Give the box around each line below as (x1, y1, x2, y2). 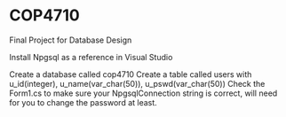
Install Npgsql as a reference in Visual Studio (9, 51, 173, 62)
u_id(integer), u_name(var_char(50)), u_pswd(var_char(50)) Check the (9, 78, 266, 89)
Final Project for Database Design (9, 35, 132, 45)
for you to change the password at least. (9, 97, 157, 107)
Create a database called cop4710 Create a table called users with (9, 68, 252, 80)
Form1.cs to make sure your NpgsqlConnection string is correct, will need (9, 88, 278, 98)
